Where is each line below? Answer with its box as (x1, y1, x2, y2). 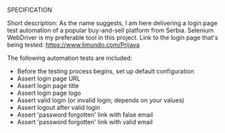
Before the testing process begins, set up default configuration (16, 68, 195, 75)
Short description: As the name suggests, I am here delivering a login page (7, 19, 217, 27)
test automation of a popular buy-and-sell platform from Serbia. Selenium (7, 27, 214, 34)
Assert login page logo (16, 89, 81, 97)
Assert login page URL (16, 74, 81, 83)
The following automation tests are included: (7, 54, 133, 62)
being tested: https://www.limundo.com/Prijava (7, 41, 140, 48)
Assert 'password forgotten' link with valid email (16, 118, 153, 125)
